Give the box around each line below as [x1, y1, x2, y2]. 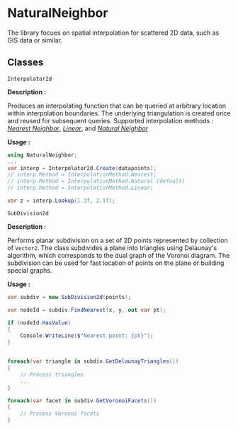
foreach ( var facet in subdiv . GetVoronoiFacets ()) [7, 397, 157, 404]
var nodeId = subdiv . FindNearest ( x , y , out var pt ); [7, 306, 166, 313]
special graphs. [7, 266, 52, 274]
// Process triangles [20, 370, 84, 378]
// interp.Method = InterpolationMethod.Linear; [7, 184, 154, 192]
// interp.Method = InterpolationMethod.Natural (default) [7, 178, 186, 185]
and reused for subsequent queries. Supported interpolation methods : [7, 116, 214, 125]
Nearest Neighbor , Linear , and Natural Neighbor [7, 124, 149, 132]
